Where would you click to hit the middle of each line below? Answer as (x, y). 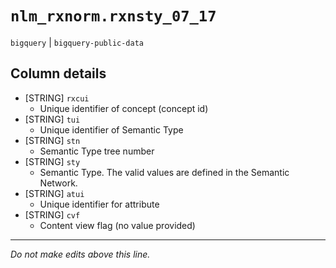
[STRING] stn (52, 140)
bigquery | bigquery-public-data (77, 42)
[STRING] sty (52, 161)
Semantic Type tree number (97, 151)
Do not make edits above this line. (80, 254)
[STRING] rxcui (57, 98)
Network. (58, 183)
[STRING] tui (52, 119)
